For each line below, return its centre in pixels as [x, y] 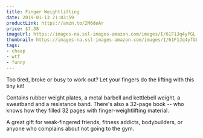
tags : [13, 46]
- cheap [16, 51]
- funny [16, 62]
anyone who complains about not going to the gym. [70, 128]
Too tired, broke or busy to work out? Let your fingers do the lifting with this [100, 80]
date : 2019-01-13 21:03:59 [40, 17]
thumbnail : [20, 40]
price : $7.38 [23, 29]
